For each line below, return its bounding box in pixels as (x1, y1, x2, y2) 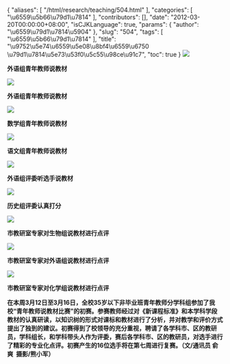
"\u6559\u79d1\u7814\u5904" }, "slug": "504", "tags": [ (7, 27, 164, 36)
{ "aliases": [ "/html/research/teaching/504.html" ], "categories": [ (7, 6, 193, 14)
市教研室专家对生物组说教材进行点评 (7, 229, 110, 237)
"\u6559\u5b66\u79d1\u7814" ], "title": (7, 35, 116, 43)
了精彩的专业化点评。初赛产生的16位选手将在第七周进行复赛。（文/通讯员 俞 (7, 341, 218, 349)
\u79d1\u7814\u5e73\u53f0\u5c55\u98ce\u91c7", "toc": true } (7, 51, 181, 58)
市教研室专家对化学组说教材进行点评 (7, 284, 110, 292)
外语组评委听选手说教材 (7, 174, 73, 182)
